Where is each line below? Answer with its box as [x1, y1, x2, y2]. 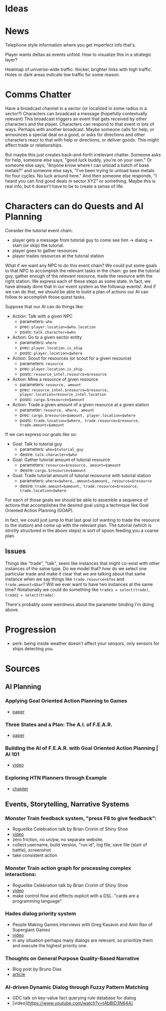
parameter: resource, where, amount [19, 407, 95, 413]
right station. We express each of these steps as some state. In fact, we [5, 278, 151, 284]
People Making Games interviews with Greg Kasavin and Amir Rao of [12, 921, 153, 927]
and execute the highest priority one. [12, 942, 88, 948]
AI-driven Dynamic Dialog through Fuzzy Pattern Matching [5, 984, 149, 991]
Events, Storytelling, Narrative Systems [5, 800, 129, 808]
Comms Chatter [5, 89, 72, 100]
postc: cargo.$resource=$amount [19, 396, 85, 402]
